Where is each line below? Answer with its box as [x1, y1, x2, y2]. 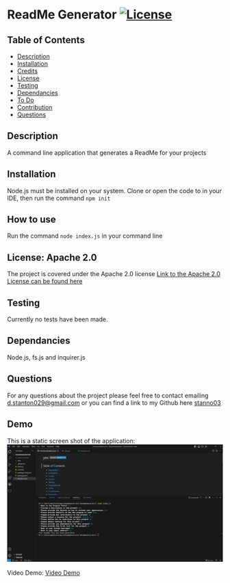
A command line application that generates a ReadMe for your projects [7, 148, 207, 157]
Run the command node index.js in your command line [7, 232, 163, 240]
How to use [7, 214, 56, 225]
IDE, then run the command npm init [7, 194, 111, 202]
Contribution [16, 103, 53, 111]
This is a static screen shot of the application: [7, 436, 136, 445]
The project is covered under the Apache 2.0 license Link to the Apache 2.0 [7, 270, 221, 278]
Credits [16, 67, 38, 75]
